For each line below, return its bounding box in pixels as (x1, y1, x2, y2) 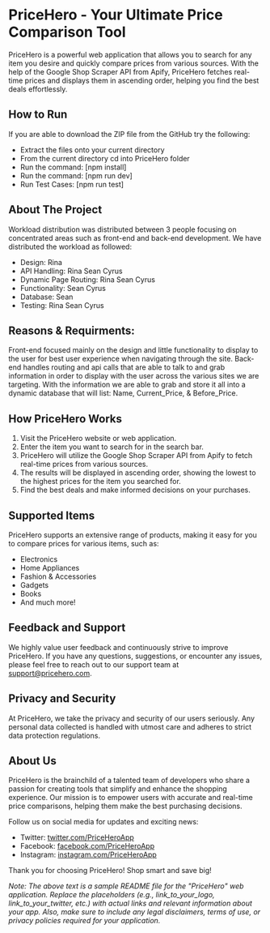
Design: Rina (19, 257, 63, 267)
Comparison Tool (8, 23, 127, 41)
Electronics (19, 554, 58, 564)
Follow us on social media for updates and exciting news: (8, 817, 199, 827)
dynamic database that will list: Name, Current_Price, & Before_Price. (8, 388, 238, 398)
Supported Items (8, 508, 95, 522)
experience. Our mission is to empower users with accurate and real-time (8, 793, 253, 802)
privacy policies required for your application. (8, 916, 161, 926)
